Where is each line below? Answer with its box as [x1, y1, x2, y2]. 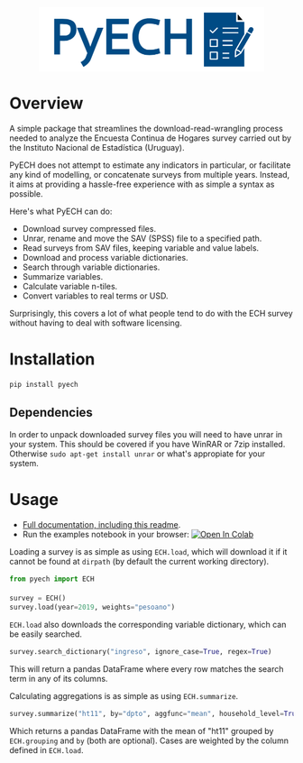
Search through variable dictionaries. [22, 262, 161, 272]
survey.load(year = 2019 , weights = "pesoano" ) [9, 602, 176, 612]
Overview [9, 93, 84, 114]
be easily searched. [9, 629, 83, 639]
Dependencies [9, 405, 93, 420]
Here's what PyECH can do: [9, 206, 113, 217]
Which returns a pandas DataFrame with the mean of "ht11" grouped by [9, 726, 274, 737]
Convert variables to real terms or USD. [22, 290, 169, 301]
